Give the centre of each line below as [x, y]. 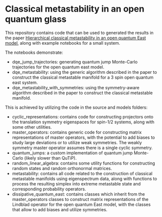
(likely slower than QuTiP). [50, 158]
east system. [25, 82]
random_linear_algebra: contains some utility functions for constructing [83, 163]
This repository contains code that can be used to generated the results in [79, 33]
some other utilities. [32, 127]
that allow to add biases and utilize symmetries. [60, 209]
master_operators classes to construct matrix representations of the [80, 199]
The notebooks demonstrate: [34, 52]
